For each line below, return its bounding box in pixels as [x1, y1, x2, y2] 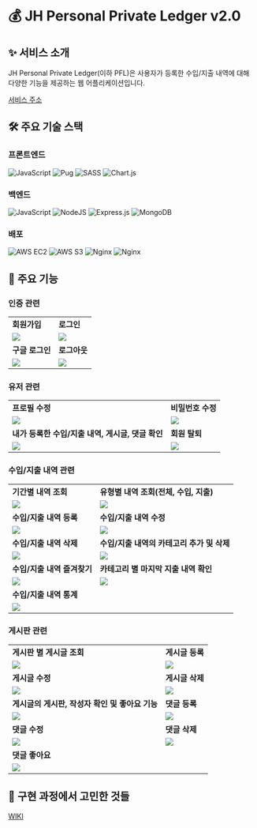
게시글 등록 [165, 646, 204, 657]
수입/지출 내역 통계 [12, 589, 78, 600]
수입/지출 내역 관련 [8, 465, 75, 476]
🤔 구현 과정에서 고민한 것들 [8, 790, 130, 804]
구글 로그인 [12, 344, 51, 356]
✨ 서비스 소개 [8, 46, 69, 59]
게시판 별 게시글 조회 [12, 646, 84, 657]
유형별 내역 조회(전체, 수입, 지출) [99, 486, 214, 497]
